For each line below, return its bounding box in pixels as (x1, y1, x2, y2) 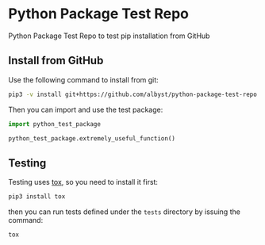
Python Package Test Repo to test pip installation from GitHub (8, 31, 210, 40)
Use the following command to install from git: (8, 75, 159, 84)
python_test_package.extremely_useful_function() (8, 134, 176, 143)
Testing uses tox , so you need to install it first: (8, 178, 159, 187)
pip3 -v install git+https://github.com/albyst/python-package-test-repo (8, 90, 258, 98)
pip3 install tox (8, 193, 66, 201)
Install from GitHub (8, 54, 104, 67)
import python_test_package (8, 120, 102, 128)
